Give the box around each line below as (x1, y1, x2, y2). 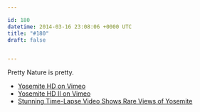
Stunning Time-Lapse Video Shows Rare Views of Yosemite (17, 97, 193, 106)
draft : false (7, 36, 46, 43)
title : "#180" (7, 30, 50, 37)
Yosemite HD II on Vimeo (17, 89, 91, 98)
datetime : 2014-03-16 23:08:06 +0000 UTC (7, 23, 132, 30)
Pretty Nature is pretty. (7, 68, 74, 77)
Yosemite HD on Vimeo (17, 82, 86, 91)
